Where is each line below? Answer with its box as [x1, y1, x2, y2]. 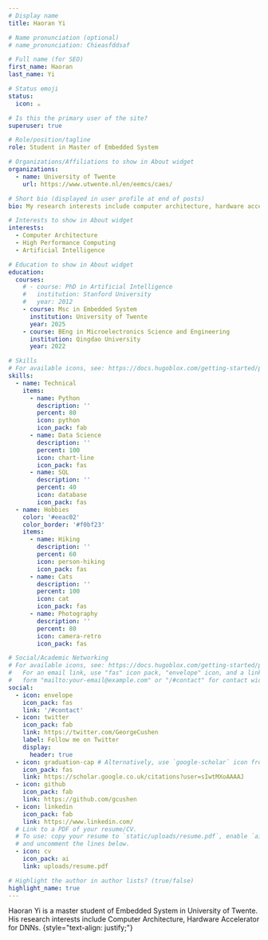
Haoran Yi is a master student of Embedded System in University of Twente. [8, 906, 258, 916]
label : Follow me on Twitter [22, 736, 120, 744]
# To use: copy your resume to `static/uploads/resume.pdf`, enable [15, 833, 248, 841]
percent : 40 [37, 483, 77, 492]
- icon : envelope [15, 691, 73, 699]
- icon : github [15, 781, 66, 789]
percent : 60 [37, 550, 77, 558]
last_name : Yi [8, 70, 56, 78]
